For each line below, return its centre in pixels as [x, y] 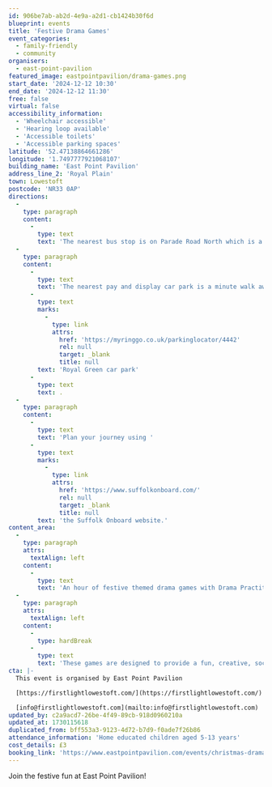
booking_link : [32, 753]
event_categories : [39, 38]
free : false [28, 99]
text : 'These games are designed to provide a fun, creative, [144, 664]
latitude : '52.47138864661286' [61, 151]
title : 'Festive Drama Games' [59, 31]
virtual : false [34, 106]
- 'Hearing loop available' [63, 129]
